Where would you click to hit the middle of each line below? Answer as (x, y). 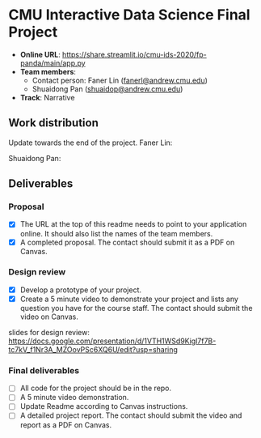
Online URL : (40, 54)
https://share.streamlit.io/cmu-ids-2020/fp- (135, 54)
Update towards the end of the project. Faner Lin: (91, 142)
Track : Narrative (47, 97)
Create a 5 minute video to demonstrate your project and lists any (129, 299)
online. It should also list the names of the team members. (116, 233)
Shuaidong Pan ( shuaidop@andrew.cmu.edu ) (107, 89)
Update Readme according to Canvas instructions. (104, 406)
